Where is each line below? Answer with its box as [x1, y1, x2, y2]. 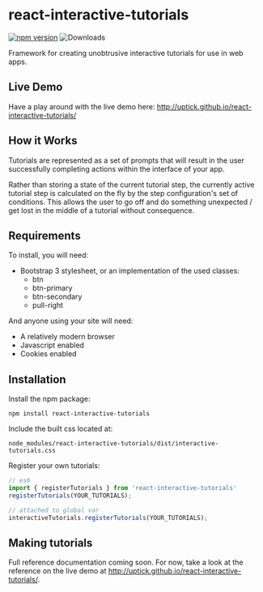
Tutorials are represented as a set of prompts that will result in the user [8, 155, 245, 165]
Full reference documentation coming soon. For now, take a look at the [8, 557, 244, 568]
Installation [8, 373, 66, 386]
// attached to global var [8, 506, 100, 514]
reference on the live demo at [8, 566, 107, 576]
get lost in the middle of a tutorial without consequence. [8, 205, 195, 215]
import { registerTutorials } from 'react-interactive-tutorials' [8, 484, 237, 492]
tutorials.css [8, 447, 57, 455]
